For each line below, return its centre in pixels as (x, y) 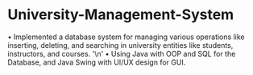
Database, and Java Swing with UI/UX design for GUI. (97, 62)
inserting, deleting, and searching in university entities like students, (120, 45)
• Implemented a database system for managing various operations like (126, 37)
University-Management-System (121, 15)
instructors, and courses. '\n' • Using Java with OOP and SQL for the (122, 53)
